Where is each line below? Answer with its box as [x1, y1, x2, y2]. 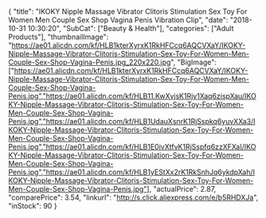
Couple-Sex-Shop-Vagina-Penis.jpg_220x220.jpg [8, 57, 171, 67]
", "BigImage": [170, 57, 217, 67]
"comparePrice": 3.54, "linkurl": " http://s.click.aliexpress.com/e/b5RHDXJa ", [8, 193, 259, 202]
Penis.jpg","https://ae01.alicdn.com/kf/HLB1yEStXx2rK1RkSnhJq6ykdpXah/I [8, 167, 255, 177]
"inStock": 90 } [8, 201, 57, 210]
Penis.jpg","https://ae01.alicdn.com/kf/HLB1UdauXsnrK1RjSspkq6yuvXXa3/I [8, 117, 256, 126]
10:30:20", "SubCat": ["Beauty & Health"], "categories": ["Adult [27, 24, 234, 33]
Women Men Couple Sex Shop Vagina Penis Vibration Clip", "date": [8, 15, 229, 25]
